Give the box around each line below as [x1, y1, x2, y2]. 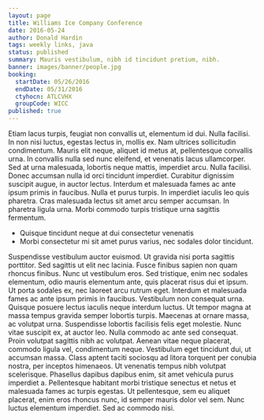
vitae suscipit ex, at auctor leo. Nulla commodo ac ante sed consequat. [8, 327, 239, 337]
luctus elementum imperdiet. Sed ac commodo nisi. [8, 403, 175, 412]
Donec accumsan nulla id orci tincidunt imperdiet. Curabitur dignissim [8, 171, 235, 180]
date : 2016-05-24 [8, 26, 65, 34]
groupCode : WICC [15, 100, 69, 108]
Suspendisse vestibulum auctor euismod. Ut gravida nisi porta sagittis [8, 252, 235, 261]
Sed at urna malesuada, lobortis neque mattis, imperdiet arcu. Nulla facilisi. [8, 163, 251, 172]
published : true [8, 108, 61, 115]
